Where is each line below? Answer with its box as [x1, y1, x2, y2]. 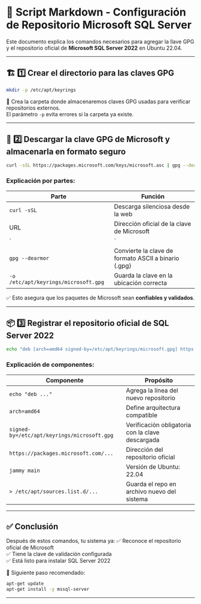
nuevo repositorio [126, 394, 175, 402]
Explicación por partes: [6, 177, 76, 185]
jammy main [9, 467, 40, 474]
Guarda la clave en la [114, 271, 173, 279]
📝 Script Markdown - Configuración [6, 5, 187, 19]
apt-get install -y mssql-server [6, 587, 90, 593]
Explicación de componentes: [6, 361, 95, 369]
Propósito [144, 376, 173, 384]
